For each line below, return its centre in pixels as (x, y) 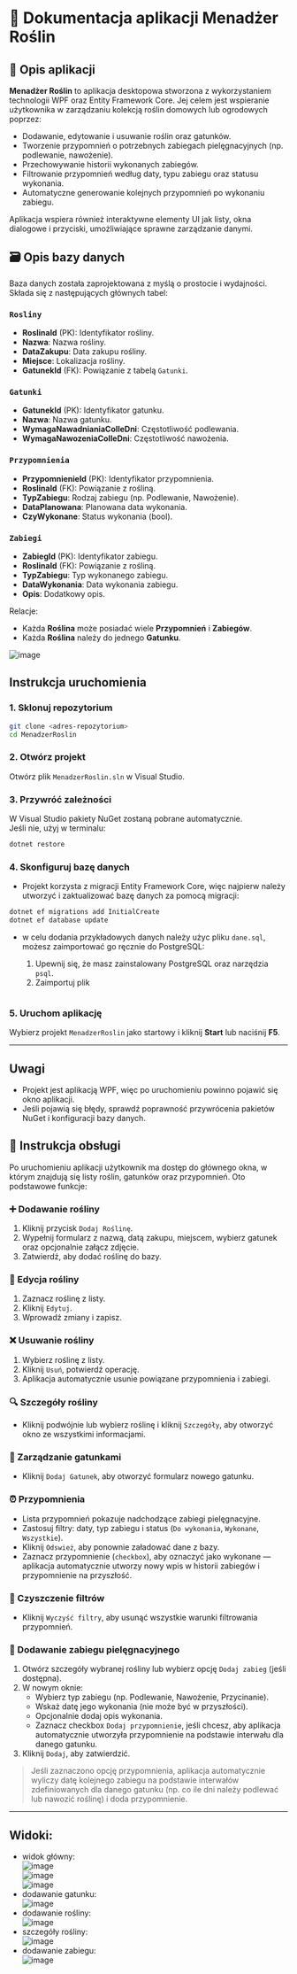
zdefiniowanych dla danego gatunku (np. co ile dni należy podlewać (155, 1790)
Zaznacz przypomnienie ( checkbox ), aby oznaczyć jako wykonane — (146, 1556)
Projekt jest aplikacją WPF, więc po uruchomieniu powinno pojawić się (150, 1090)
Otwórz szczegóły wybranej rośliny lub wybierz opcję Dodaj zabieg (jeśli (154, 1669)
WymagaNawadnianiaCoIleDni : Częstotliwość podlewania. (130, 430)
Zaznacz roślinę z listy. (64, 1299)
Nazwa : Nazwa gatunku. (67, 420)
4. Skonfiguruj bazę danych (69, 867)
